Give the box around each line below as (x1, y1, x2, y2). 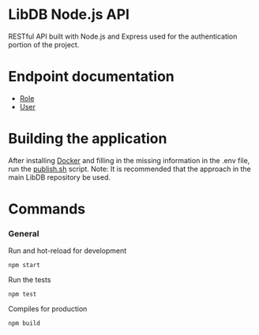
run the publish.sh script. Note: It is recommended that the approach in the (8, 164, 251, 173)
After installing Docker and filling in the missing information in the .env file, (8, 155, 250, 165)
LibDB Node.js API (8, 6, 130, 24)
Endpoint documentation (8, 68, 175, 86)
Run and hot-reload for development (8, 246, 127, 255)
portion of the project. (8, 39, 80, 49)
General (8, 228, 39, 239)
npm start (8, 262, 41, 270)
